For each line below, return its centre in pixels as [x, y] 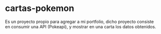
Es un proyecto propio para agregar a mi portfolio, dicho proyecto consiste [80, 22]
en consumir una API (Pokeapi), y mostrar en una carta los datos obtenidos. [80, 26]
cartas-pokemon [40, 8]
